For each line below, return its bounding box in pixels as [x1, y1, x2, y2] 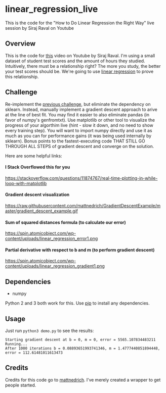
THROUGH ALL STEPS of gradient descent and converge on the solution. [5, 143, 154, 149]
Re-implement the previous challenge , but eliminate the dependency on [5, 101, 151, 107]
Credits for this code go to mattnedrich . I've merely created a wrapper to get [5, 377, 161, 383]
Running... [5, 342, 28, 346]
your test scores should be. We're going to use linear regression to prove [5, 68, 154, 74]
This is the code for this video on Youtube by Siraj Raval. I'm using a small [5, 52, 155, 58]
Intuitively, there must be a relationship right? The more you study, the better [5, 63, 161, 69]
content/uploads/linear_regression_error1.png [5, 236, 98, 242]
